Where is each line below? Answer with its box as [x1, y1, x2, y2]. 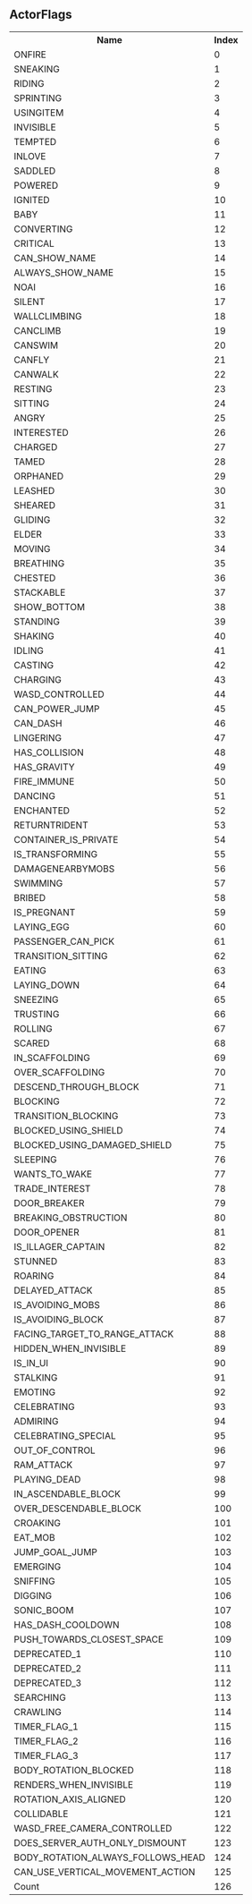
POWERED [13, 179, 59, 191]
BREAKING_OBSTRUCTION [13, 1211, 128, 1224]
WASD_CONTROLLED [13, 688, 105, 701]
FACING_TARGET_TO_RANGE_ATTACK [13, 1328, 174, 1340]
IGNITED [13, 193, 51, 206]
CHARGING [13, 673, 63, 685]
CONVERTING [13, 223, 73, 235]
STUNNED [13, 1254, 58, 1267]
